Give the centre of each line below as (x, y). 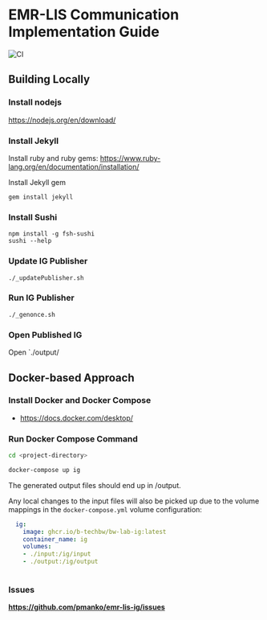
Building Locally (49, 79)
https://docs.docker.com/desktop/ (77, 418)
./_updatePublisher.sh (46, 278)
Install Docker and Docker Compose (80, 400)
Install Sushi (33, 217)
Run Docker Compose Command (73, 438)
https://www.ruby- (130, 158)
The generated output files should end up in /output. (95, 485)
